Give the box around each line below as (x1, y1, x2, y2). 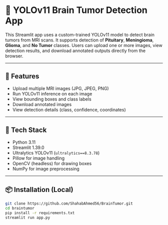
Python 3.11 (12, 139, 36, 145)
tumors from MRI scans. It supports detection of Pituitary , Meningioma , (5, 37, 154, 43)
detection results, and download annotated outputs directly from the (5, 47, 146, 53)
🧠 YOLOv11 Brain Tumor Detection (5, 4, 147, 16)
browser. (5, 52, 23, 59)
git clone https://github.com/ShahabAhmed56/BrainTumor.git (5, 201, 133, 206)
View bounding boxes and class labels (12, 96, 91, 102)
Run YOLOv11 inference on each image (12, 90, 92, 96)
